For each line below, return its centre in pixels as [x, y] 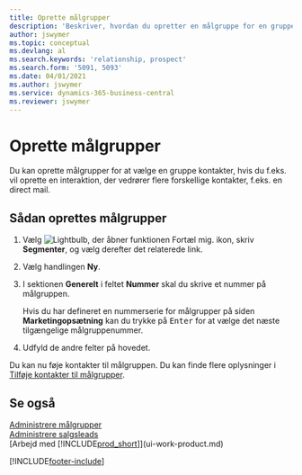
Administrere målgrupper [56, 425]
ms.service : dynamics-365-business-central [92, 93]
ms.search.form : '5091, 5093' [66, 68]
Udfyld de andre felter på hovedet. [86, 348]
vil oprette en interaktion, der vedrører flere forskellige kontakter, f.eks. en [146, 180]
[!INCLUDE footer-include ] [57, 461]
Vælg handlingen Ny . [61, 267]
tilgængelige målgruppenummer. [83, 330]
